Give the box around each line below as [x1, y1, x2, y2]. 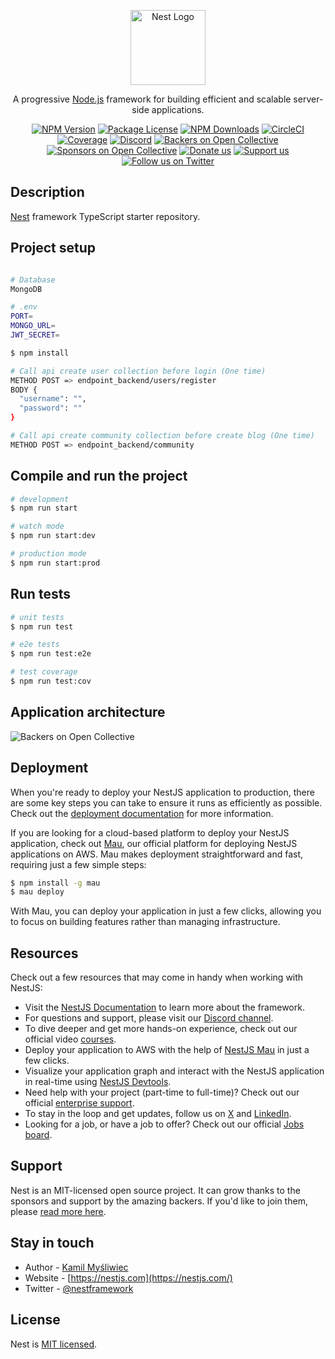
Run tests [10, 586, 71, 603]
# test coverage [10, 667, 78, 677]
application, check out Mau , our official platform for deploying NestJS [10, 837, 298, 849]
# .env [10, 302, 38, 312]
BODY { [10, 385, 38, 395]
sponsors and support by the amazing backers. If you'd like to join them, [10, 1195, 308, 1207]
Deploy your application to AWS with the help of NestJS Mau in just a [24, 1044, 310, 1056]
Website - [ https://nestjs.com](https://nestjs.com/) [24, 1271, 233, 1284]
